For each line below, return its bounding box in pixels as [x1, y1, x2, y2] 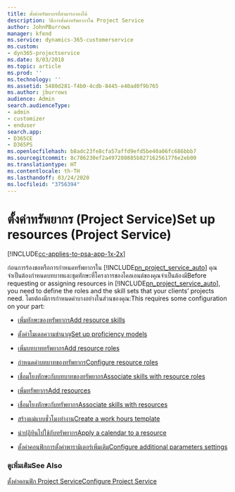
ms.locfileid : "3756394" [7, 180, 80, 187]
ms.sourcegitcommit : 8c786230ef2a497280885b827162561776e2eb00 [7, 154, 197, 162]
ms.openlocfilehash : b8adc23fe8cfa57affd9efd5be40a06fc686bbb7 [7, 148, 197, 155]
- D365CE [7, 135, 33, 142]
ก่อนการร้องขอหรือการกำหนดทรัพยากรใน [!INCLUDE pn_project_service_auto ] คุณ [7, 264, 217, 272]
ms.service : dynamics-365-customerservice [7, 37, 134, 44]
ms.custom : [7, 43, 39, 50]
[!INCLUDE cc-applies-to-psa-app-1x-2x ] [7, 250, 126, 258]
